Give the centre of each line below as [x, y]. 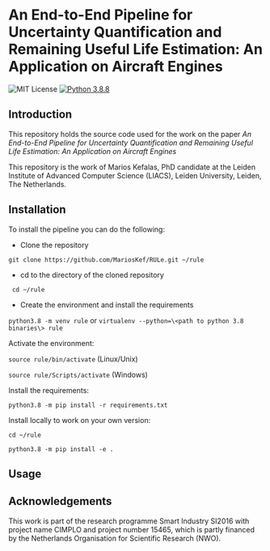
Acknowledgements [60, 501]
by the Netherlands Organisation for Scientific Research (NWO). [115, 538]
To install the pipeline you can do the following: [87, 229]
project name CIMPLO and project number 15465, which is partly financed [132, 529]
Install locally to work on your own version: [80, 420]
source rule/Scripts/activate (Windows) [78, 374]
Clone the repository [54, 245]
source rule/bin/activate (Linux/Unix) [74, 359]
